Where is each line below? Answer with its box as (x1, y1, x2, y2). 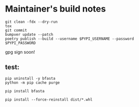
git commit (5, 28, 27, 32)
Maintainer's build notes (5, 3, 106, 15)
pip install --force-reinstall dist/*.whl (5, 97, 93, 102)
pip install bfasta (5, 89, 45, 93)
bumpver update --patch (5, 32, 54, 37)
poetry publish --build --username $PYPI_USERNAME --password (5, 36, 134, 41)
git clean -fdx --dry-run (5, 19, 58, 24)
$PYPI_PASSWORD (5, 40, 36, 46)
